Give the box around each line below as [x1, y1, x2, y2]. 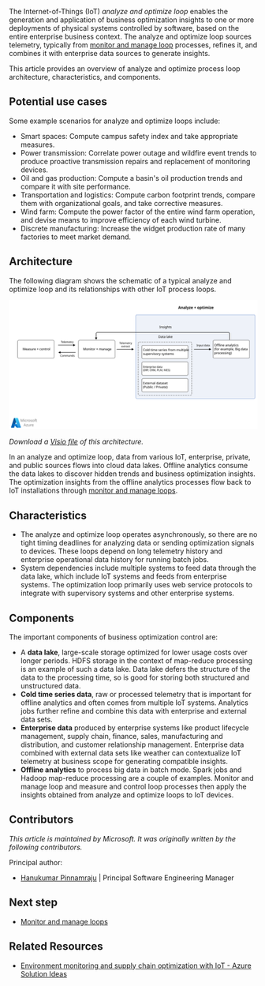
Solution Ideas [20, 969, 68, 978]
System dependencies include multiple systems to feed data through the [20, 564, 257, 573]
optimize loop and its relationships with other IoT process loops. [9, 284, 217, 294]
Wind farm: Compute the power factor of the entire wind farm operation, [20, 207, 256, 216]
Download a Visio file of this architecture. [9, 437, 144, 447]
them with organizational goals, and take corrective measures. [20, 198, 223, 208]
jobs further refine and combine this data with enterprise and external [20, 707, 247, 716]
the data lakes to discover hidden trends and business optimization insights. [9, 469, 256, 478]
